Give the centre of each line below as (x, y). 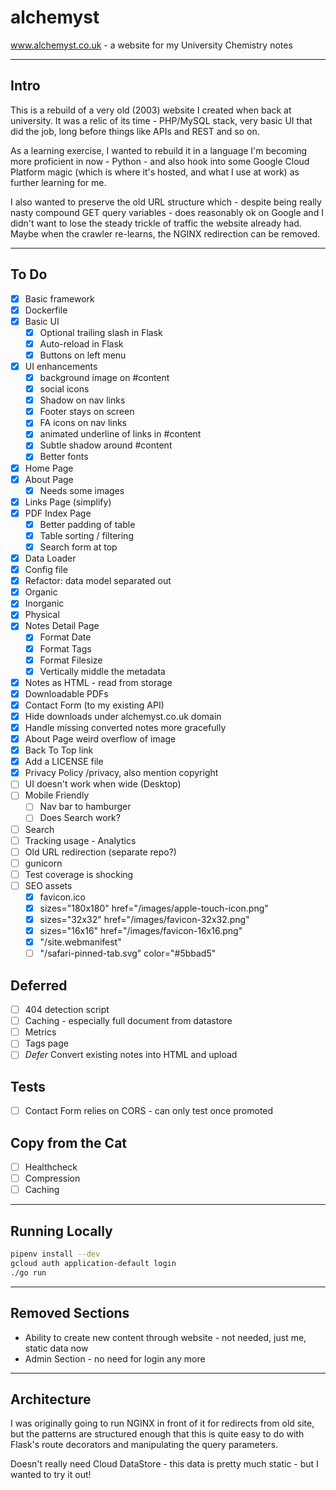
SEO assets (48, 885)
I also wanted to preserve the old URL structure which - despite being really (166, 202)
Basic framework (59, 298)
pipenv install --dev (55, 1254)
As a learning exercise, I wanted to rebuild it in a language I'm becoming (159, 150)
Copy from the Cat (69, 1142)
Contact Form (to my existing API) (94, 705)
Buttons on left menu (83, 355)
